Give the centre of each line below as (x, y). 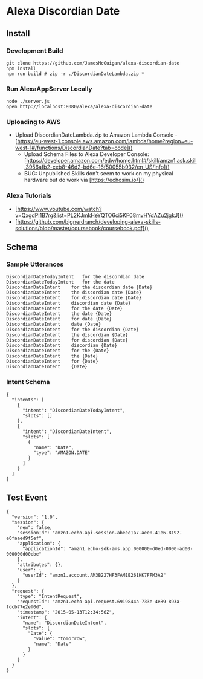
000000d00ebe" (24, 554)
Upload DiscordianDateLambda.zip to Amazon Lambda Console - (96, 135)
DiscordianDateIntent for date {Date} (59, 319)
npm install (21, 68)
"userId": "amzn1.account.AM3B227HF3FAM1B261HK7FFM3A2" (94, 575)
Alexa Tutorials (29, 196)
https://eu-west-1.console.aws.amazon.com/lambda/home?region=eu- (105, 141)
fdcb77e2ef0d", (25, 607)
